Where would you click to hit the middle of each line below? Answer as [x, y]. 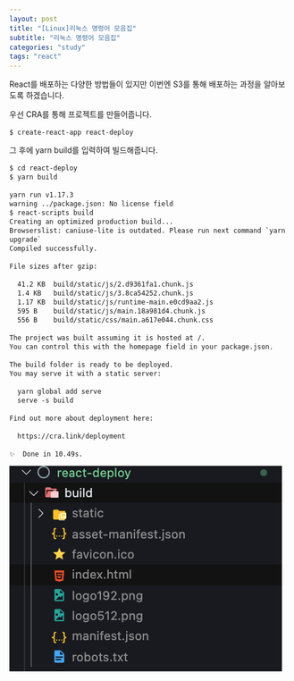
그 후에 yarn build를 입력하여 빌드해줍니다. [84, 150]
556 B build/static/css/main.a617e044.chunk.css [116, 320]
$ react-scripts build [51, 213]
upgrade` [25, 240]
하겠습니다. [45, 96]
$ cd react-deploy [43, 168]
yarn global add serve [59, 392]
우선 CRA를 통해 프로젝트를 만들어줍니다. [80, 114]
